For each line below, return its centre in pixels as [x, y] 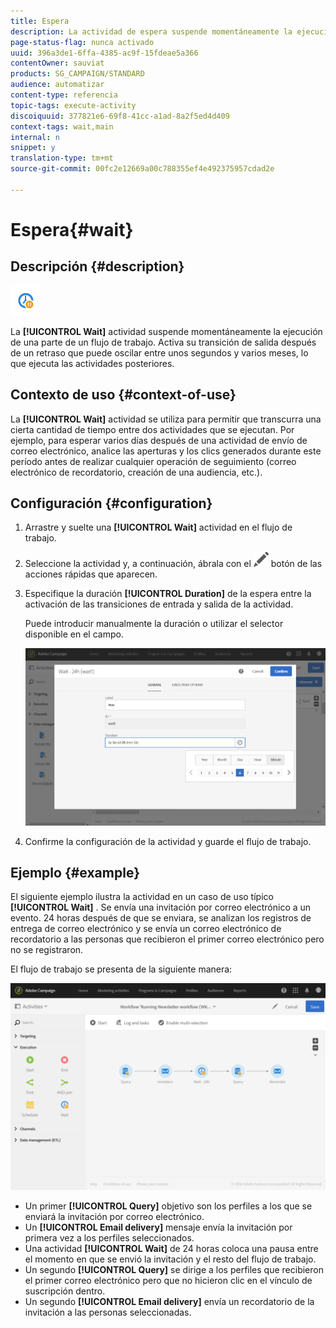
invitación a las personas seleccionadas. [108, 1312]
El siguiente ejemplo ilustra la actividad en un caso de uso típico [142, 897]
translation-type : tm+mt [62, 158]
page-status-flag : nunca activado [82, 42]
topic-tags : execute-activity [73, 105]
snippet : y [33, 148]
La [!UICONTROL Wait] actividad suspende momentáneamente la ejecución [166, 331]
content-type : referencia [64, 95]
